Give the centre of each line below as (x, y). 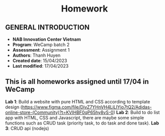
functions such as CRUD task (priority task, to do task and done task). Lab (82, 123)
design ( (14, 107)
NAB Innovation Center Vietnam (47, 39)
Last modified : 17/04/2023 (40, 66)
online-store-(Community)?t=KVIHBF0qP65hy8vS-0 (59, 112)
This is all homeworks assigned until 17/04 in (77, 82)
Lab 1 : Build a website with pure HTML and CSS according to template (78, 101)
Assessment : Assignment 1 (41, 50)
